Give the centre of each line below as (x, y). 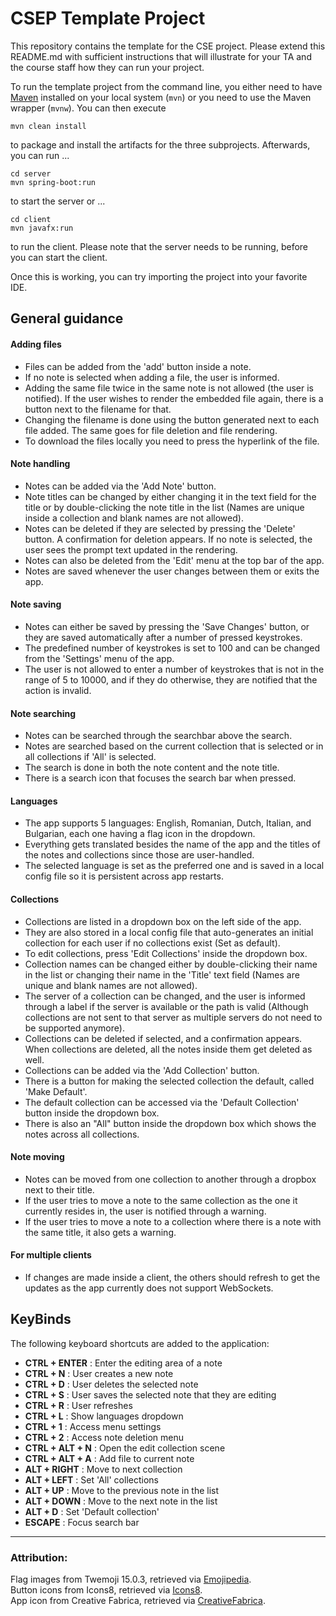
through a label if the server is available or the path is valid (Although (166, 1006)
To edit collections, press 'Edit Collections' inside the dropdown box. (166, 953)
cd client (31, 219)
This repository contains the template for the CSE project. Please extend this (168, 46)
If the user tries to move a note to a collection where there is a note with (173, 1221)
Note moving (37, 1157)
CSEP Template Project (108, 18)
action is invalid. (58, 690)
